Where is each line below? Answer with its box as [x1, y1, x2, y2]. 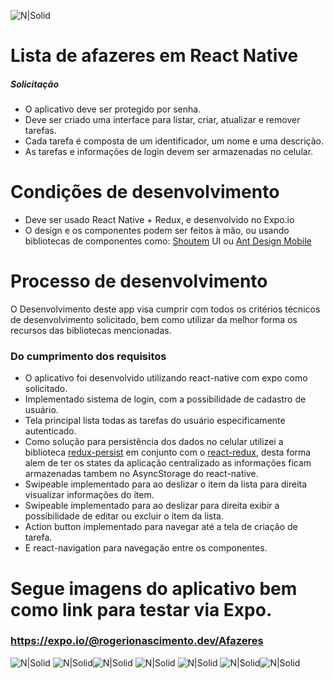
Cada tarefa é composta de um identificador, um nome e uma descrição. [24, 135, 324, 147]
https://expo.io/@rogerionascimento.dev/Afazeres [10, 634, 264, 648]
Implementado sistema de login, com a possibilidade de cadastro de [24, 393, 307, 405]
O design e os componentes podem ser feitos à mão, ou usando [24, 225, 290, 237]
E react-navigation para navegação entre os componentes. [24, 542, 268, 554]
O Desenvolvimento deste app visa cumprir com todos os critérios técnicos [10, 303, 321, 315]
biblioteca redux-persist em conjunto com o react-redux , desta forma [24, 446, 312, 459]
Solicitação [10, 78, 60, 90]
